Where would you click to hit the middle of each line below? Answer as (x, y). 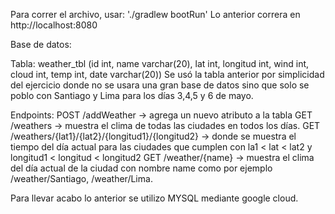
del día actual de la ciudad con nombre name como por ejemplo (141, 168)
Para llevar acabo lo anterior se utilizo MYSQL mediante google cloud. (154, 198)
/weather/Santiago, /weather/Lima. (81, 178)
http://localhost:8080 (54, 25)
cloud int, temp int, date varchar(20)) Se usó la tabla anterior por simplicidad (167, 74)
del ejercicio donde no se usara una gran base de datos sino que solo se (160, 85)
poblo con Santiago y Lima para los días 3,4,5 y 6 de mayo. (132, 95)
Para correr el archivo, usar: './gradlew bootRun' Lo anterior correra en (155, 14)
